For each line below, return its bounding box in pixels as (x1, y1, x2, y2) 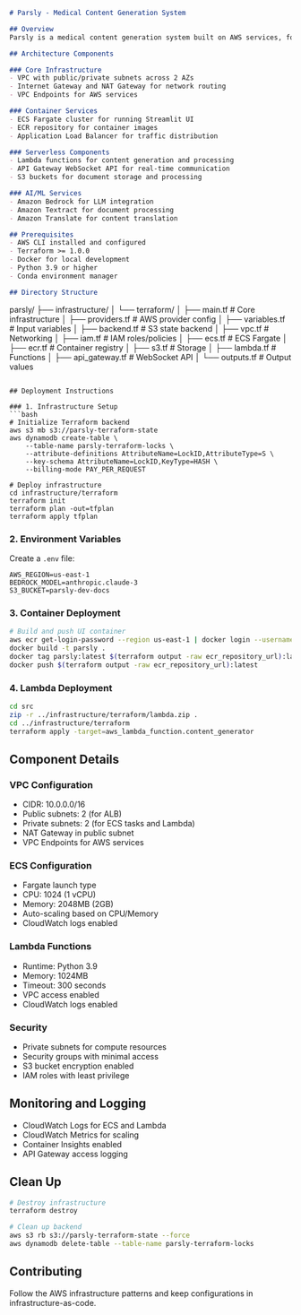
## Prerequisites (9, 229, 74, 239)
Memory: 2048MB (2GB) (21, 899, 114, 910)
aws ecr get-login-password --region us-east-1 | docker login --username (9, 636, 295, 645)
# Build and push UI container (9, 627, 126, 636)
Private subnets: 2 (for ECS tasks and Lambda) (21, 818, 195, 829)
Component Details (9, 751, 119, 766)
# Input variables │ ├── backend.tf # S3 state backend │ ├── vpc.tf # (9, 323, 270, 333)
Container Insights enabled (21, 1138, 123, 1149)
